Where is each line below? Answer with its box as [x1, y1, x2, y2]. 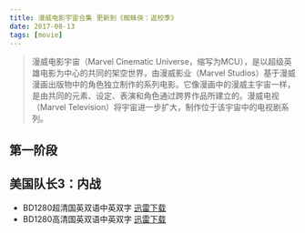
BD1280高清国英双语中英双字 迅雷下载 [22, 213, 167, 224]
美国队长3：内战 [9, 177, 102, 192]
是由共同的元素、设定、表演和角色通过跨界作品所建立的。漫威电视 [31, 90, 280, 101]
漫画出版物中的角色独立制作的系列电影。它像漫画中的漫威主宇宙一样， [31, 79, 296, 90]
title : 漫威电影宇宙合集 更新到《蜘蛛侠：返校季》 [9, 13, 178, 23]
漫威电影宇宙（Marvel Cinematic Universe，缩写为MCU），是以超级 [31, 56, 284, 67]
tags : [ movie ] [9, 30, 64, 39]
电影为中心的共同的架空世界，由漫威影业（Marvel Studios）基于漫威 [39, 67, 296, 78]
